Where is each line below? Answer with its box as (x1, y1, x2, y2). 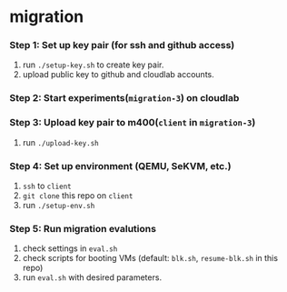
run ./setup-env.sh (22, 200, 95, 210)
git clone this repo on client (22, 190, 134, 201)
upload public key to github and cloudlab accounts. (22, 69, 215, 80)
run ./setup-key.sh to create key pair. (22, 59, 164, 70)
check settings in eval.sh (22, 243, 118, 254)
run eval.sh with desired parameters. (22, 272, 162, 283)
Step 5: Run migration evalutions (9, 222, 157, 235)
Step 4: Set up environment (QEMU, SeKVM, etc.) (9, 159, 232, 172)
